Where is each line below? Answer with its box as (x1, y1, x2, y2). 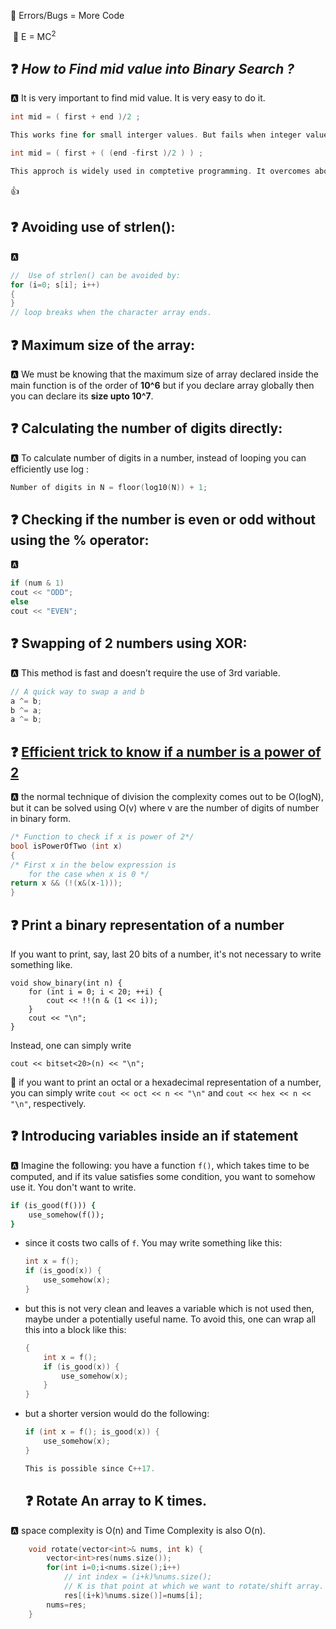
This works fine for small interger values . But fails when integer (10, 130, 302, 140)
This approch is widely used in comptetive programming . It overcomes (10, 166, 311, 177)
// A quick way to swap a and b (10, 686, 145, 697)
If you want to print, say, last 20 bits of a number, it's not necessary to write (10, 948, 322, 960)
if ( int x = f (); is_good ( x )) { (24, 1427, 160, 1437)
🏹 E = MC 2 (12, 29, 57, 42)
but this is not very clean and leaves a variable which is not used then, (24, 1302, 315, 1314)
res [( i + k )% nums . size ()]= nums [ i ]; (63, 1590, 203, 1600)
